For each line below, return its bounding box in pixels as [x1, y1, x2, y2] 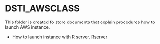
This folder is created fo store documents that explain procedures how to [5, 19, 156, 25]
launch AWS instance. [5, 24, 50, 30]
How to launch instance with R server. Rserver [12, 34, 108, 40]
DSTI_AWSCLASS [5, 3, 80, 14]
